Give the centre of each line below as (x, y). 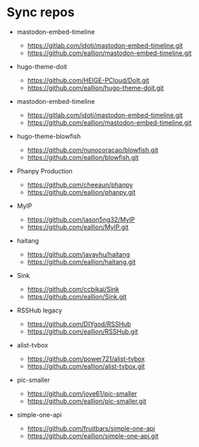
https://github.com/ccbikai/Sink (73, 289)
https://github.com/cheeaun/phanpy (80, 185)
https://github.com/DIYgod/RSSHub (79, 324)
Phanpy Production (45, 171)
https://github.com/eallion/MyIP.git (78, 227)
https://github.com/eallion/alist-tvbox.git (86, 366)
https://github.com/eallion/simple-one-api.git (93, 436)
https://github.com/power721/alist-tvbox (86, 359)
